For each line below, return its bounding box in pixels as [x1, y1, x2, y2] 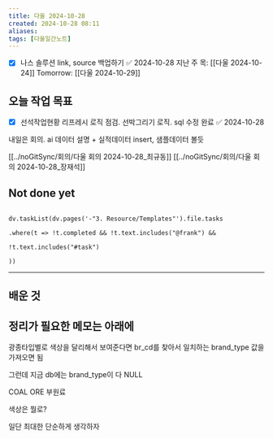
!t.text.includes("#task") [8, 243, 100, 251]
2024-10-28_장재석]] [16, 162, 85, 172]
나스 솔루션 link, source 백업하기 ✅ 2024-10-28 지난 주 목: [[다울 [19, 58, 229, 67]
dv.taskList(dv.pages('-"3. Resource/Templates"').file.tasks [8, 215, 223, 223]
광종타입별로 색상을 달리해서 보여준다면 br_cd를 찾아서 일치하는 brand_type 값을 [8, 342, 265, 352]
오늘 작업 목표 [8, 94, 73, 108]
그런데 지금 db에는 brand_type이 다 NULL [8, 370, 143, 380]
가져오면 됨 [8, 353, 44, 363]
